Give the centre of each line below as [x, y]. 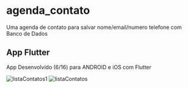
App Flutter [28, 53]
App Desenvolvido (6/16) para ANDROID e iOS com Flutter [79, 67]
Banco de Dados [27, 33]
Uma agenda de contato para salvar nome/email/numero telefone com [94, 27]
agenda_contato [48, 11]
